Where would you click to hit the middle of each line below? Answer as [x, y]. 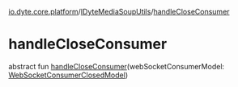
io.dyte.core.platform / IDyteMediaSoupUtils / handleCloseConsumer [119, 12]
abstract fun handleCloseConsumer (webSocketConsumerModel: [117, 66]
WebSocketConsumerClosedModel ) [68, 75]
